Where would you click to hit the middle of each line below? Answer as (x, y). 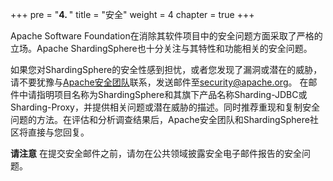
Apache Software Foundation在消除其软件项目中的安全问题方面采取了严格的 (166, 36)
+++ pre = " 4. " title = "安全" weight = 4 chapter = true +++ (132, 14)
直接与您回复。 (58, 132)
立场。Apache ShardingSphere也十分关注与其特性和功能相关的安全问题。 (161, 48)
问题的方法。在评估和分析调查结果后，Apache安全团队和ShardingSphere (160, 119)
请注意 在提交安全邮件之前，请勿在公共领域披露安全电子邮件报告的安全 (156, 153)
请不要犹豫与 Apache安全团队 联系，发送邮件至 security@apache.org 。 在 (159, 82)
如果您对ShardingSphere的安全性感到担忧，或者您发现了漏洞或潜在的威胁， (166, 69)
